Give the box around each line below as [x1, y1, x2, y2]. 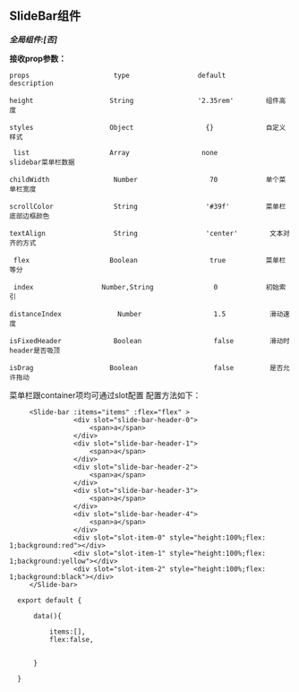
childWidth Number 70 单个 [9, 175, 279, 184]
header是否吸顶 [9, 346, 61, 355]
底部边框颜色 [9, 212, 50, 221]
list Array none [13, 148, 218, 157]
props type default [9, 71, 226, 80]
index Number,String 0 [13, 282, 218, 291]
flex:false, [48, 635, 94, 644]
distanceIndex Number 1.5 [9, 309, 226, 318]
